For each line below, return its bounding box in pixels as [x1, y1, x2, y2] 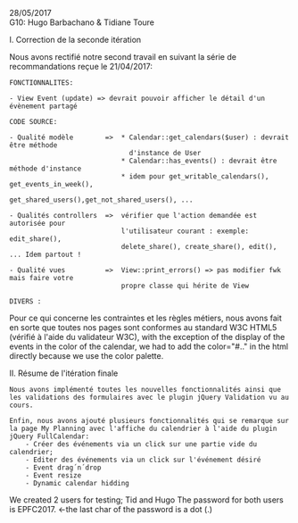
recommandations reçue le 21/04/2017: [9, 62, 153, 71]
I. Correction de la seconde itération [9, 35, 142, 45]
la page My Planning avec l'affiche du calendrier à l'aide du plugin [9, 424, 277, 433]
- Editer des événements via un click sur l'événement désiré [25, 455, 261, 464]
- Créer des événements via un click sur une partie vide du [25, 440, 257, 449]
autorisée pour [9, 219, 66, 228]
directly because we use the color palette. [9, 351, 164, 361]
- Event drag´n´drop [25, 463, 102, 472]
